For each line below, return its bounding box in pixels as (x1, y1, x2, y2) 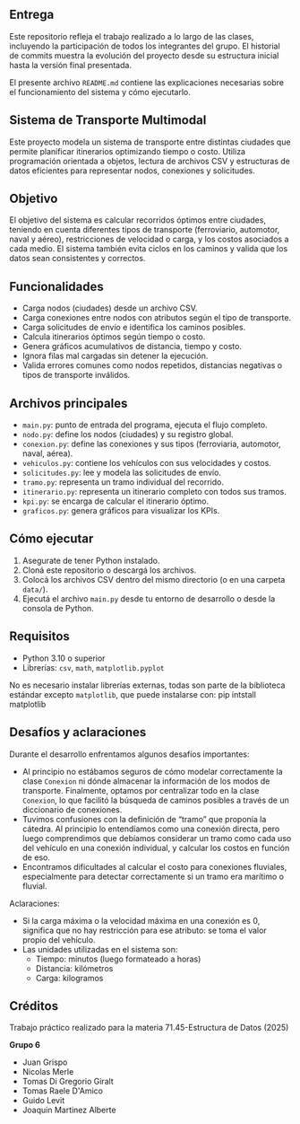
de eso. (21, 852, 51, 863)
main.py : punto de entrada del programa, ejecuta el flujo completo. (21, 419, 269, 430)
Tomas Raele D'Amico (21, 1085, 103, 1096)
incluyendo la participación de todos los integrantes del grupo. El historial (9, 40, 280, 51)
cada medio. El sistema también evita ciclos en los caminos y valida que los (9, 243, 288, 254)
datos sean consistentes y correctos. (9, 253, 146, 264)
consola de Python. (21, 602, 94, 613)
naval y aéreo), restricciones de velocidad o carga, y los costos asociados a (9, 233, 289, 245)
